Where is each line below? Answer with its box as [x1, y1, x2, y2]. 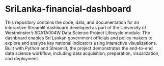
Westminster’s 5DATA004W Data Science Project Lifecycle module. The [5, 30, 151, 35]
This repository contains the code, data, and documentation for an [5, 19, 139, 25]
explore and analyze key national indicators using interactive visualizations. [5, 40, 157, 46]
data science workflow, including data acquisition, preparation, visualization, [5, 50, 160, 56]
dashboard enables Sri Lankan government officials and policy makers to [5, 35, 153, 41]
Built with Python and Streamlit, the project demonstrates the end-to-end [5, 45, 153, 51]
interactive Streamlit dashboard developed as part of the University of [5, 24, 146, 30]
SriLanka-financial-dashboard [5, 3, 132, 15]
